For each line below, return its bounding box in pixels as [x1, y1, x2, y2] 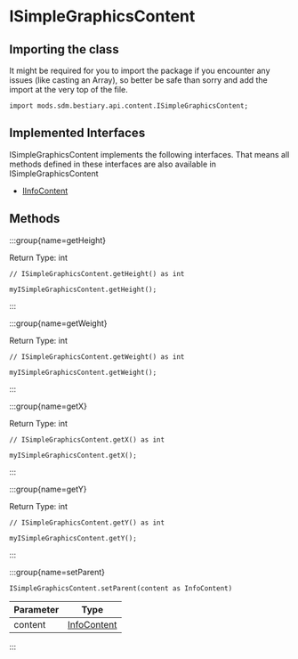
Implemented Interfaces [9, 126, 146, 141]
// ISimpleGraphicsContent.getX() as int [9, 435, 165, 444]
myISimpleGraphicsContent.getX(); [9, 451, 138, 460]
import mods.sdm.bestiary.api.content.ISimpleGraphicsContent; [9, 102, 249, 110]
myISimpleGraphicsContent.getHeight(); [9, 285, 157, 294]
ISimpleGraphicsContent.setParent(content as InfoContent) [9, 583, 233, 593]
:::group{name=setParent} [9, 566, 105, 577]
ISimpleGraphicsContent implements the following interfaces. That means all [9, 149, 290, 159]
